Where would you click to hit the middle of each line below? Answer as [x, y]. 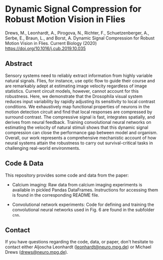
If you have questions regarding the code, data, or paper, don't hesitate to [79, 242]
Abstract [19, 64]
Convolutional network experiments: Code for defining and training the [83, 204]
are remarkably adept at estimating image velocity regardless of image [76, 86]
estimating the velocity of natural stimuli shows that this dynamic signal [77, 127]
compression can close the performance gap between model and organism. [81, 132]
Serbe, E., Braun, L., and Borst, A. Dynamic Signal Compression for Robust [80, 38]
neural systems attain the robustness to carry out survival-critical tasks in [79, 143]
